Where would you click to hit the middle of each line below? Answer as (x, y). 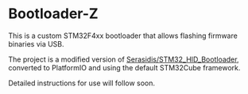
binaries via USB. (37, 43)
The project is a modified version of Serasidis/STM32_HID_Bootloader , (124, 59)
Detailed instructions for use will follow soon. (82, 83)
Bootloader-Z (53, 14)
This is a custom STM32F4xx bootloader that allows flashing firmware (123, 36)
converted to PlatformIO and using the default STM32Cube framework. (124, 67)
